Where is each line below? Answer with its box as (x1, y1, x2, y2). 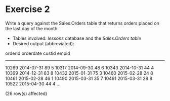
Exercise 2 (5, 4, 50, 15)
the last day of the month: (5, 25, 59, 31)
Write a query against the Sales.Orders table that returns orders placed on (5, 20, 159, 26)
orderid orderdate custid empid (5, 50, 70, 56)
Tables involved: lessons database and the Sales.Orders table (12, 35, 142, 41)
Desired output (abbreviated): (12, 40, 74, 46)
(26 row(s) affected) (5, 90, 48, 96)
